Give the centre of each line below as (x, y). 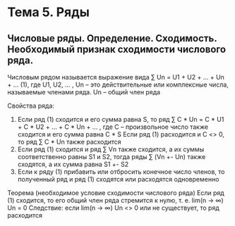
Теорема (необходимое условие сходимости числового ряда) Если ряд (116, 193)
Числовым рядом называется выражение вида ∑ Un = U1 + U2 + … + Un (116, 77)
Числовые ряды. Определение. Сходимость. (112, 38)
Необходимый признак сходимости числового (117, 49)
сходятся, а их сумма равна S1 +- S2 (73, 164)
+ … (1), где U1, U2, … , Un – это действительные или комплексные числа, (118, 84)
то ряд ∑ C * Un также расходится (69, 142)
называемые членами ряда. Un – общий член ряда (84, 92)
